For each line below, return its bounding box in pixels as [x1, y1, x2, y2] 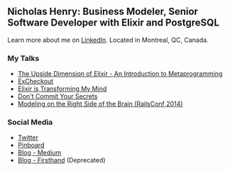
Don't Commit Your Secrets [17, 92, 98, 101]
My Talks [7, 53, 40, 63]
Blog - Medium [17, 148, 62, 157]
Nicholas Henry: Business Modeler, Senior [7, 6, 199, 18]
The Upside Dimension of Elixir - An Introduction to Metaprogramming [17, 70, 223, 78]
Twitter [17, 133, 39, 142]
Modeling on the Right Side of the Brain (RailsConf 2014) [17, 99, 183, 109]
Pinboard [17, 141, 45, 150]
